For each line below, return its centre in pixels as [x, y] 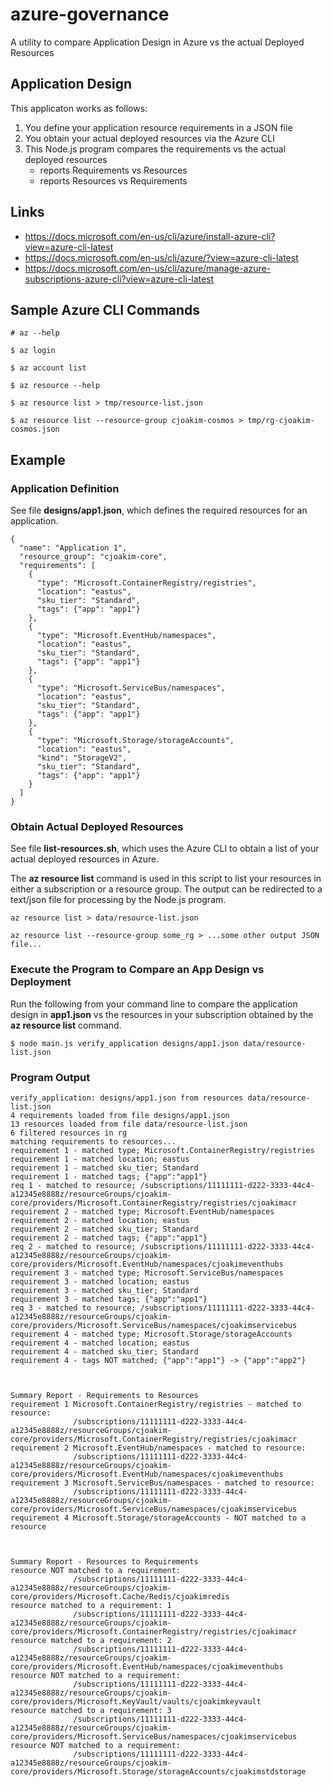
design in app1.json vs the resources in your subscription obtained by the [162, 1014]
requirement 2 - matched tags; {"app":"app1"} [109, 1238]
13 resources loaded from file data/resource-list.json [129, 1124]
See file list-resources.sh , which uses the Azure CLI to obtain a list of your [165, 849]
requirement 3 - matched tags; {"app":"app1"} [109, 1299]
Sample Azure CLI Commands [105, 309]
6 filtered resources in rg [69, 1133]
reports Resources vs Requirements [113, 180]
